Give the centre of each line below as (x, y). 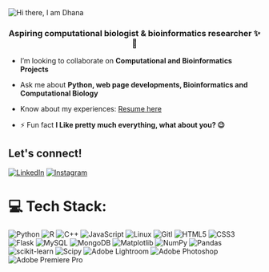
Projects (34, 69)
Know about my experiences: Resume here (91, 109)
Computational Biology (59, 93)
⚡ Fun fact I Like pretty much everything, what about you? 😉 (122, 125)
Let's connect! (45, 153)
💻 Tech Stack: (58, 207)
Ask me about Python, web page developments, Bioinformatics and (134, 85)
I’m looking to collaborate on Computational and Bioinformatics (126, 61)
